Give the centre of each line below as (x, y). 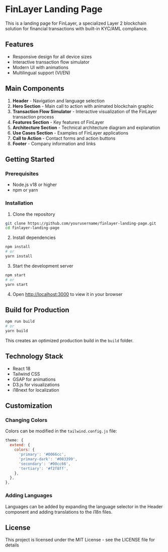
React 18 (21, 369)
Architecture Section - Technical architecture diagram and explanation (86, 128)
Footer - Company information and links (54, 143)
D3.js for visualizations (36, 385)
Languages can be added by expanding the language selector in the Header (84, 506)
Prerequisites (22, 173)
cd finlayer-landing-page (32, 228)
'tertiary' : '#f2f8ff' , (44, 468)
